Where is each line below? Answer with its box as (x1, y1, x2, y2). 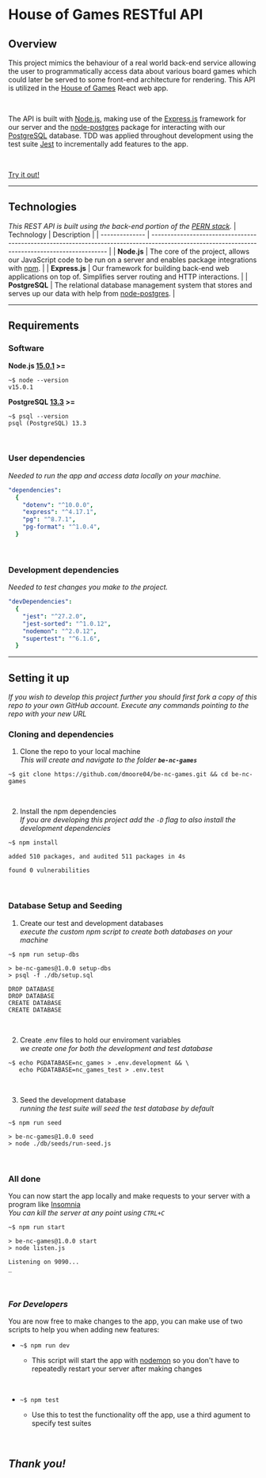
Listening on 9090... (8, 1258, 80, 1267)
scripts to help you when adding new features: (8, 1325, 160, 1335)
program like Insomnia (8, 1200, 81, 1209)
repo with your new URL (8, 709, 87, 718)
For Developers (8, 1298, 69, 1309)
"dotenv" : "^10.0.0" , (22, 501, 93, 509)
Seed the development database (19, 1095, 127, 1104)
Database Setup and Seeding (8, 901, 123, 912)
